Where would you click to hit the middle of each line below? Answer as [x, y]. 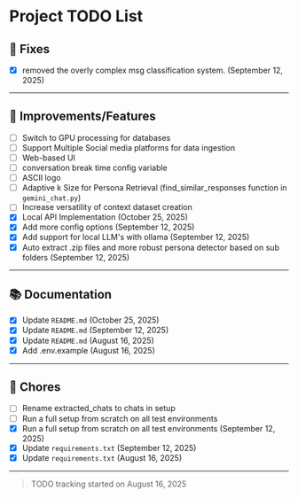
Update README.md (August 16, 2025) [88, 340]
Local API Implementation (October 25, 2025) [105, 217]
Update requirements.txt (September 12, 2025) [109, 447]
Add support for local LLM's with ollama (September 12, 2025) [136, 237]
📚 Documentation [61, 294]
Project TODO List [76, 16]
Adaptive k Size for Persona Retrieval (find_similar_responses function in [154, 188]
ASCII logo [41, 178]
